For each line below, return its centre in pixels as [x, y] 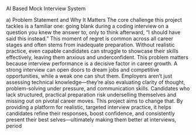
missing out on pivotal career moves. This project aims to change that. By [94, 101]
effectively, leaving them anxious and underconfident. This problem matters [97, 57]
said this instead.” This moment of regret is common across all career [90, 38]
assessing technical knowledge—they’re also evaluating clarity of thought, [96, 82]
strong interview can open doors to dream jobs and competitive [83, 70]
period [14, 126]
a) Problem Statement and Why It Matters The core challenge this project [94, 20]
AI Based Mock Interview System [46, 9]
